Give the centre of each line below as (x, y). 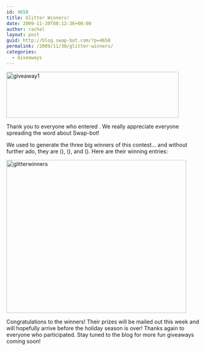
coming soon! (24, 341)
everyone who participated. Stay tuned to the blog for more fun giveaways (100, 334)
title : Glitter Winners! (38, 18)
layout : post (23, 35)
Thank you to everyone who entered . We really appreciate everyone (93, 126)
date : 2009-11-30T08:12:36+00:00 (49, 23)
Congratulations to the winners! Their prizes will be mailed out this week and (103, 322)
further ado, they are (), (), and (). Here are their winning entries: (87, 151)
